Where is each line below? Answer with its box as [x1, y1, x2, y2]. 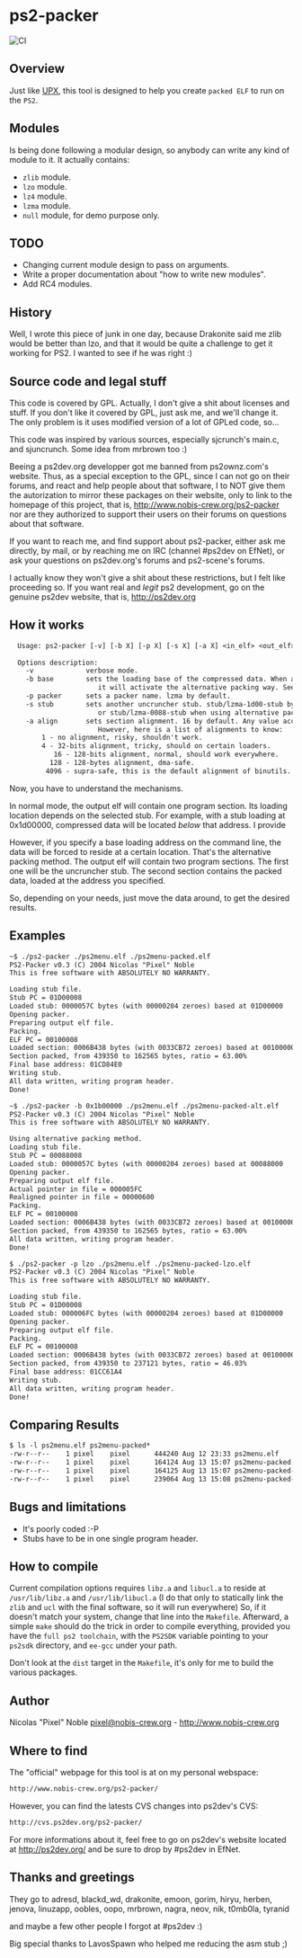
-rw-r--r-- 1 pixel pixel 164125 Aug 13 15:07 [9, 1466, 231, 1475]
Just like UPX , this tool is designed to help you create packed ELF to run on [9, 85, 285, 95]
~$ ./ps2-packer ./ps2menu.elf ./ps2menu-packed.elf [9, 952, 211, 961]
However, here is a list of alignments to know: [97, 725, 283, 734]
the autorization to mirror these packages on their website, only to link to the [9, 490, 292, 500]
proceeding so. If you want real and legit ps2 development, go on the [9, 582, 265, 592]
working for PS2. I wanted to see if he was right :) [9, 348, 193, 359]
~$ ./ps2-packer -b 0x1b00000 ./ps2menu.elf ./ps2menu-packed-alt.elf [9, 1101, 280, 1110]
